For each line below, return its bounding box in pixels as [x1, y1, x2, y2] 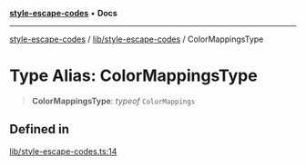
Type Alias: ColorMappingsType [9, 65, 258, 86]
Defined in [9, 122, 70, 137]
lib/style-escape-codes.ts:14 [9, 145, 117, 157]
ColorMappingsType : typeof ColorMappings [31, 95, 196, 106]
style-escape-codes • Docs [9, 8, 118, 18]
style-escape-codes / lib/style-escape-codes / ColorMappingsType [9, 34, 264, 44]
